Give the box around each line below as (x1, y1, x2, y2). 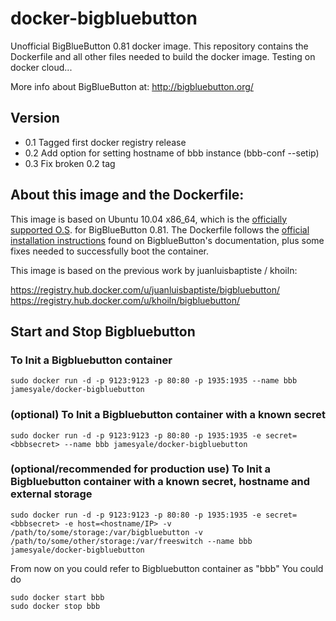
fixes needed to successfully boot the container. (10, 245, 209, 257)
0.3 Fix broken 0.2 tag (24, 157, 116, 169)
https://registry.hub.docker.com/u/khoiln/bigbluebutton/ (10, 294, 241, 306)
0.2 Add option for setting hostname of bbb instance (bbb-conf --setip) (24, 147, 320, 159)
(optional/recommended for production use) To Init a (10, 462, 272, 476)
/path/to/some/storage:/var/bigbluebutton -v (10, 527, 203, 537)
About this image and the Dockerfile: (10, 187, 245, 204)
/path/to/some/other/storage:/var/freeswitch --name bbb (10, 536, 253, 546)
